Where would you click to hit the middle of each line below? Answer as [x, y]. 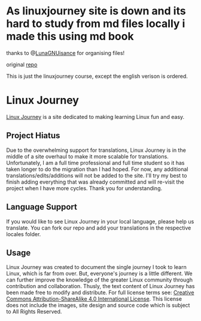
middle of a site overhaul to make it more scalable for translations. [87, 156]
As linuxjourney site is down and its [96, 11]
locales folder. [24, 234]
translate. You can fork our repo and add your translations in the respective [99, 228]
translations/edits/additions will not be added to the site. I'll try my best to [97, 175]
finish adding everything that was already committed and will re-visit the [95, 182]
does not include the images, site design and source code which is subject [98, 305]
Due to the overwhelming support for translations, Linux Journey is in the [96, 150]
